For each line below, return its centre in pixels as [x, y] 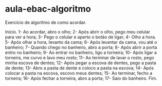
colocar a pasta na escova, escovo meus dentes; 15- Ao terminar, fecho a [79, 73]
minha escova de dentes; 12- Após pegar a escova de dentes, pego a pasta [81, 63]
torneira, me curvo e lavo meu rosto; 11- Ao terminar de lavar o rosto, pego [80, 57]
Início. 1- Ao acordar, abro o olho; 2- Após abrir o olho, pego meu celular [78, 32]
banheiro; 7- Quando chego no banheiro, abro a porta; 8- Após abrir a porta [81, 47]
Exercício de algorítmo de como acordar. [46, 22]
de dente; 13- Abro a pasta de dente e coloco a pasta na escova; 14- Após [80, 68]
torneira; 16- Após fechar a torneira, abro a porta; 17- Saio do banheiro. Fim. [81, 78]
